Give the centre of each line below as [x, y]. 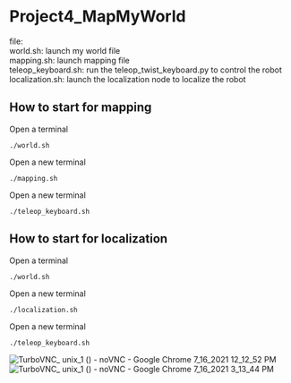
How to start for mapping [81, 108]
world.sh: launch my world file [65, 50]
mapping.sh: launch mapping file [69, 60]
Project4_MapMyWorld [98, 17]
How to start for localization [89, 239]
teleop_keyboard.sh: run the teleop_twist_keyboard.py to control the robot [145, 70]
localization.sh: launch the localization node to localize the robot [128, 79]
